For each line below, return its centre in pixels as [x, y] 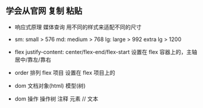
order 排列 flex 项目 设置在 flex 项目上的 [65, 72]
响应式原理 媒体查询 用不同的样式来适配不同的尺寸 [78, 27]
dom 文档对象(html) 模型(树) [50, 85]
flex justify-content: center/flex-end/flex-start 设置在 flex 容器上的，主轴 [106, 52]
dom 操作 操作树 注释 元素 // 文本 [56, 98]
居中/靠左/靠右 [33, 60]
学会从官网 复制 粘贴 [44, 11]
